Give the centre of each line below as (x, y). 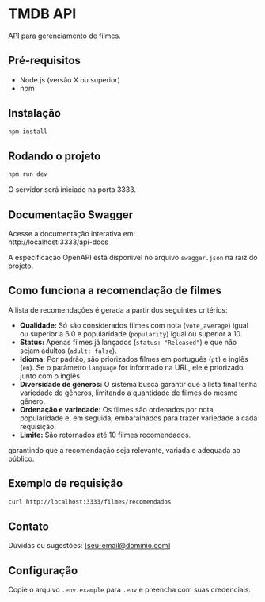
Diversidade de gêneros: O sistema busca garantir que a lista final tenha (138, 384)
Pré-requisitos (45, 61)
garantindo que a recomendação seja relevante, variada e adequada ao (125, 450)
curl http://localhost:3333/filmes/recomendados (90, 502)
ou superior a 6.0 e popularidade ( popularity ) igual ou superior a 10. (131, 333)
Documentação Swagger (71, 215)
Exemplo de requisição (66, 483)
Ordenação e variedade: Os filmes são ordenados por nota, (117, 409)
